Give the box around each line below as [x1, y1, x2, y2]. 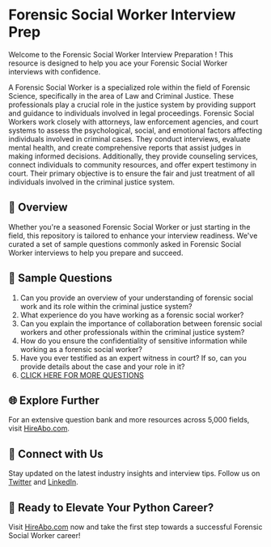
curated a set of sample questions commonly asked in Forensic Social [8, 239, 241, 248]
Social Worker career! [8, 531, 81, 540]
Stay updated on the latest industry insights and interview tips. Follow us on [8, 469, 260, 478]
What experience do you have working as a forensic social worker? [19, 310, 244, 320]
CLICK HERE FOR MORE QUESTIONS [19, 370, 144, 380]
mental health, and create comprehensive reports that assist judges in [8, 142, 241, 152]
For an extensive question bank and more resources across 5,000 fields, [8, 415, 250, 425]
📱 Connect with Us [8, 447, 104, 460]
